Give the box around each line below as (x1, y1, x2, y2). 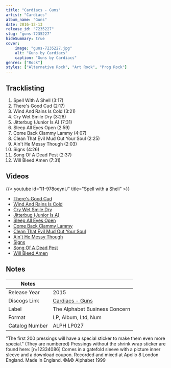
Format (8, 314, 26, 321)
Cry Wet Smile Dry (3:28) (13, 113, 66, 119)
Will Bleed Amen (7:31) (13, 157, 61, 163)
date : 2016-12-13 (6, 22, 43, 27)
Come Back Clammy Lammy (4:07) (13, 130, 87, 136)
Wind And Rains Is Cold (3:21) (13, 108, 76, 114)
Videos (6, 172, 29, 181)
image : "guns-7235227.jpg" (15, 46, 72, 51)
